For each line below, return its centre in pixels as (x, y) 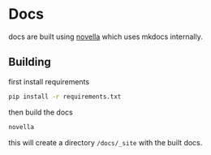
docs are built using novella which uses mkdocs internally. (105, 37)
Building (30, 62)
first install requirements (49, 81)
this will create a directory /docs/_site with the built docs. (105, 142)
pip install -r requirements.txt (65, 97)
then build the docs (41, 112)
